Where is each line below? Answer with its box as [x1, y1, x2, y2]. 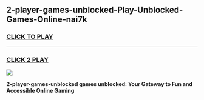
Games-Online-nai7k [6, 15, 87, 25]
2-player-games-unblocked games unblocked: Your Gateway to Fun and [6, 80, 193, 87]
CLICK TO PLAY [6, 33, 53, 41]
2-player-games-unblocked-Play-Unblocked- [6, 5, 183, 15]
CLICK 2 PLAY [6, 55, 49, 64]
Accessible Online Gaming [6, 87, 75, 94]
